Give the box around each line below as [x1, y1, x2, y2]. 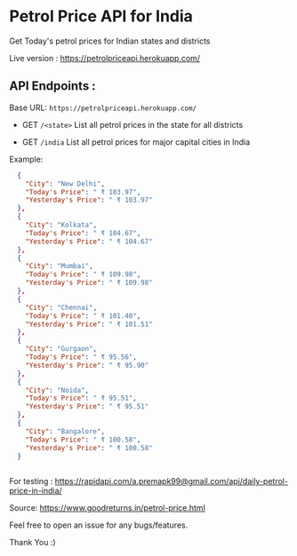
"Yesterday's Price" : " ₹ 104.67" [25, 237, 153, 246]
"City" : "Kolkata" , [25, 220, 98, 229]
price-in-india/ [9, 486, 62, 496]
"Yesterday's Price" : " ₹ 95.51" [25, 402, 149, 411]
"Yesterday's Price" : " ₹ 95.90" [25, 361, 149, 369]
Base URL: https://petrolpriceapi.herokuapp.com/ [9, 102, 197, 113]
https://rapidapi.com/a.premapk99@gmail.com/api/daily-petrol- [54, 476, 289, 487]
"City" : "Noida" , [25, 385, 90, 394]
